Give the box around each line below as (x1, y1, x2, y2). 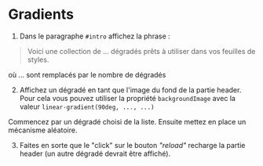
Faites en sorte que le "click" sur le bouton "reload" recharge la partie (19, 140, 246, 150)
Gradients (8, 5, 75, 23)
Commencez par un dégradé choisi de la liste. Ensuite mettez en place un (8, 117, 247, 126)
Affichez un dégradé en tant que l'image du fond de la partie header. (19, 85, 242, 95)
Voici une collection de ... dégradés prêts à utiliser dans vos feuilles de (27, 46, 256, 56)
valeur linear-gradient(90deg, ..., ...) (19, 102, 155, 111)
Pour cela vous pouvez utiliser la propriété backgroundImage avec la (19, 93, 236, 103)
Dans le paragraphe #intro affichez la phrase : (19, 31, 170, 41)
